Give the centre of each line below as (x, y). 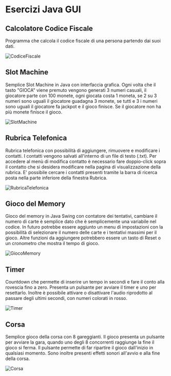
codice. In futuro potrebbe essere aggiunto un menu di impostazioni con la (84, 227)
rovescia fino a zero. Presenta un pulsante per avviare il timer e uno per (81, 287)
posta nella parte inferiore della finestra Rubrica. (56, 178)
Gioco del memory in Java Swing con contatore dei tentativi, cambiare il (81, 216)
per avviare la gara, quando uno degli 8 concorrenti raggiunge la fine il (80, 342)
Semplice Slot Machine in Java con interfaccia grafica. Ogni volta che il (81, 84)
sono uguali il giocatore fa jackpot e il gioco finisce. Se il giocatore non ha (83, 106)
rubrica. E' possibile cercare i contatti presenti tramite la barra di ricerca (81, 172)
